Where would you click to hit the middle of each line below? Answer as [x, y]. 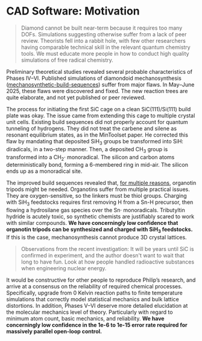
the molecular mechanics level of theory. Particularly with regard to [90, 312]
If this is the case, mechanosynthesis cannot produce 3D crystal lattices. [96, 237]
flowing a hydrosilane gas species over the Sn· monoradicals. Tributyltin [96, 210]
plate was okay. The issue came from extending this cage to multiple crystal [101, 115]
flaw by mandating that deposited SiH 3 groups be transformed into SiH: [95, 142]
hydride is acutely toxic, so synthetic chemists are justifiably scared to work [100, 216]
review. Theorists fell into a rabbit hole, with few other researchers [103, 41]
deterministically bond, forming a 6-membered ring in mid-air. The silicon [97, 165]
